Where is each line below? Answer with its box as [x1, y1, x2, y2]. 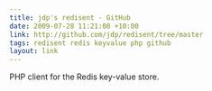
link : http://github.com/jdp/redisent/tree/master [9, 30, 204, 39]
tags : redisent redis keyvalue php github [9, 38, 171, 48]
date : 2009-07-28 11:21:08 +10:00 [9, 22, 140, 31]
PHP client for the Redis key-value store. [9, 71, 160, 82]
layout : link [9, 47, 59, 56]
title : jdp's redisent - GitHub [9, 13, 131, 23]
